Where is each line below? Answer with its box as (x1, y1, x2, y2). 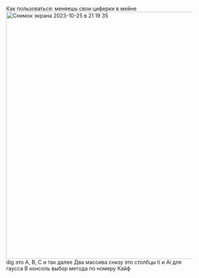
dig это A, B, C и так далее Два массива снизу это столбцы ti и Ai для (6, 258, 182, 266)
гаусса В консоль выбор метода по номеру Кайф (6, 265, 131, 272)
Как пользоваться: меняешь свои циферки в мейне (6, 5, 137, 12)
